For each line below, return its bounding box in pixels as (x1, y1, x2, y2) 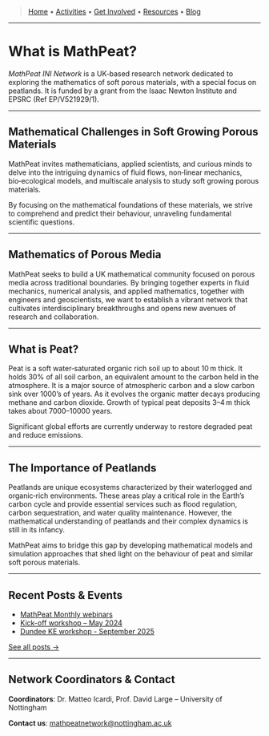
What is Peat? (8, 342, 78, 356)
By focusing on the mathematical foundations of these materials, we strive (8, 200, 254, 209)
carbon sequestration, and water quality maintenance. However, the (8, 508, 232, 518)
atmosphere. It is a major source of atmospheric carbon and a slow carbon (8, 381, 255, 390)
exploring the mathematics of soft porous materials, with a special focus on (8, 77, 257, 87)
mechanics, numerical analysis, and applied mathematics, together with (8, 286, 245, 296)
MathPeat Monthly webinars (19, 609, 114, 619)
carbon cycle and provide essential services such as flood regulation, (8, 499, 238, 509)
